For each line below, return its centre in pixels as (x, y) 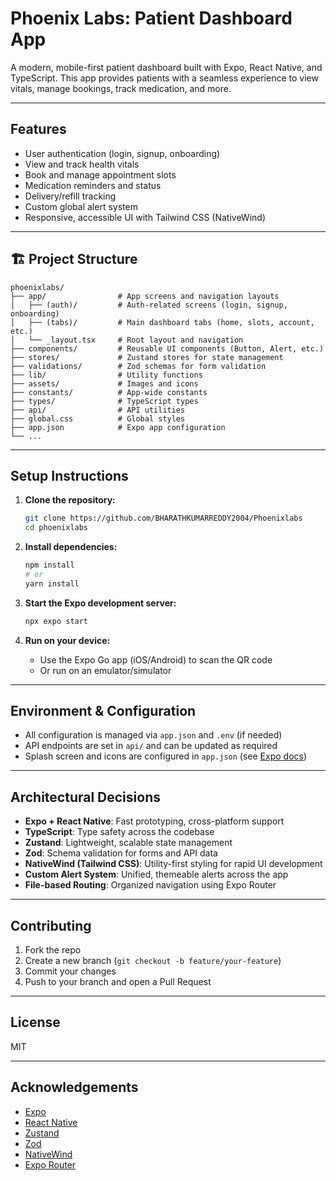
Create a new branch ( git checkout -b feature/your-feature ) (153, 961)
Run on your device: (67, 640)
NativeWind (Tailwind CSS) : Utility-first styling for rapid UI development (173, 864)
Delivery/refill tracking (70, 196)
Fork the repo (53, 950)
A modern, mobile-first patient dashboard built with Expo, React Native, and (166, 67)
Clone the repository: (70, 500)
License (35, 1022)
